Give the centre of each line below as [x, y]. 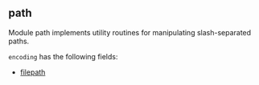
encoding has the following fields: [63, 56]
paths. [19, 41]
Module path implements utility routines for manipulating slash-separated [130, 32]
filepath [33, 72]
